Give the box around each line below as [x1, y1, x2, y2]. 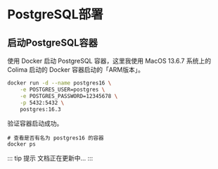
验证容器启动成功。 [7, 119, 63, 127]
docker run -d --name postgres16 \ [7, 80, 112, 87]
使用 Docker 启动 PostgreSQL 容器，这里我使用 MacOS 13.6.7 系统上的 [7, 57, 212, 65]
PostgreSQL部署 [7, 6, 103, 23]
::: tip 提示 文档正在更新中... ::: [7, 154, 94, 163]
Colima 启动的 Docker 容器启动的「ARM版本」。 [7, 65, 144, 74]
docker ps [7, 141, 37, 148]
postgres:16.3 [20, 106, 61, 113]
